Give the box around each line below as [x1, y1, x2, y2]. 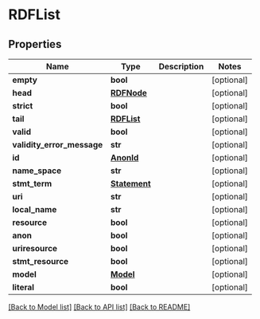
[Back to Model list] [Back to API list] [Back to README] [8, 302, 191, 312]
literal [12, 282, 34, 293]
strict [12, 100, 33, 111]
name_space [12, 165, 62, 176]
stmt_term [12, 178, 52, 189]
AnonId [110, 152, 139, 163]
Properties [8, 37, 62, 51]
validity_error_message [12, 140, 103, 150]
